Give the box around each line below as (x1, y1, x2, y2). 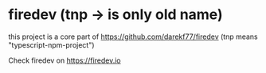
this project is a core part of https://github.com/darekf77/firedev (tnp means (8, 32, 259, 41)
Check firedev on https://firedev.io (8, 56, 121, 65)
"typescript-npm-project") (8, 40, 95, 49)
